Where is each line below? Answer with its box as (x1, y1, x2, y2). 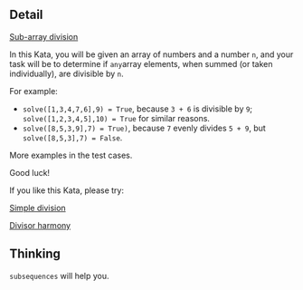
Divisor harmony (9, 219, 71, 230)
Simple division (9, 202, 66, 213)
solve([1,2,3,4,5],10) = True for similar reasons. (22, 112, 211, 123)
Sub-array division (9, 31, 79, 42)
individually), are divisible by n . (9, 68, 124, 79)
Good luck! (9, 167, 51, 178)
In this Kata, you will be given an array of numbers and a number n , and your (9, 49, 294, 60)
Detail (9, 7, 43, 23)
